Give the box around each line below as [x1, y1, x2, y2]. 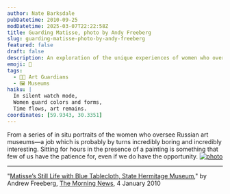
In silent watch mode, [13, 93, 78, 100]
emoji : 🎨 [7, 61, 32, 68]
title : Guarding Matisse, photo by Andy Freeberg [7, 29, 152, 36]
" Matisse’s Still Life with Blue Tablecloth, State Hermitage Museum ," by [7, 171, 207, 180]
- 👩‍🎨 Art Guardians [13, 73, 69, 81]
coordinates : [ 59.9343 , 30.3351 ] [7, 111, 103, 118]
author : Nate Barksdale [7, 10, 75, 17]
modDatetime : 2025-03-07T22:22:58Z [7, 23, 109, 29]
